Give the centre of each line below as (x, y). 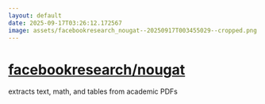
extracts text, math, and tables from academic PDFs (93, 91)
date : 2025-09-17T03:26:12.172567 (65, 23)
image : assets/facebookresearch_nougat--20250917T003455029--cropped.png (133, 30)
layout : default (35, 15)
